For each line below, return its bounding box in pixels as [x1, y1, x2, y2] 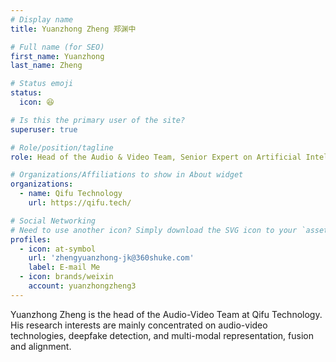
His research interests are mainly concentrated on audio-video [10, 319, 268, 331]
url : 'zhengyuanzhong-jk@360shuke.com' [28, 253, 195, 263]
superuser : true [10, 124, 78, 135]
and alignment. [10, 340, 72, 352]
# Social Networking [10, 216, 97, 226]
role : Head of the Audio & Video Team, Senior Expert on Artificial [10, 152, 302, 162]
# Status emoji [10, 79, 74, 89]
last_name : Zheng [10, 61, 83, 71]
